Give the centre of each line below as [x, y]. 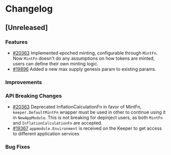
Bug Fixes [18, 147]
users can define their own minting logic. [55, 63]
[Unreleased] [27, 28]
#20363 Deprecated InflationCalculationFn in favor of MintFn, [77, 107]
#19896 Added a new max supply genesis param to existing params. [84, 69]
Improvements [24, 82]
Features [17, 42]
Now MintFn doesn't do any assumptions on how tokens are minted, [84, 58]
